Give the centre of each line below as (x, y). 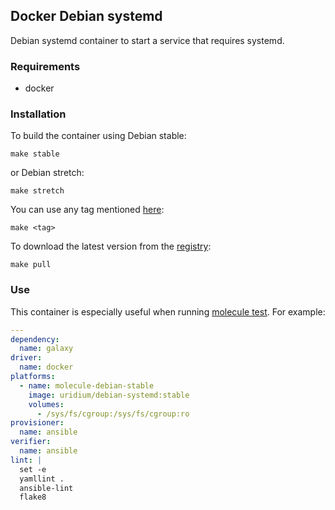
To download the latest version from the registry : (111, 246)
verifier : (31, 442)
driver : (26, 358)
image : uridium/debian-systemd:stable (109, 395)
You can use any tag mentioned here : (87, 210)
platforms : (33, 377)
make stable (35, 154)
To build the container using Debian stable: (98, 136)
